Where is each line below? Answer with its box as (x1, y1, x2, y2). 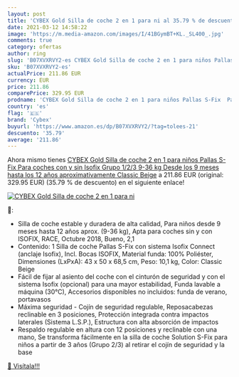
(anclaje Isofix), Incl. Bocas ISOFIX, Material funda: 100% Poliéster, (17, 250, 213, 258)
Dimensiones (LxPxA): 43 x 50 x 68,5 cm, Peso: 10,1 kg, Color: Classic (17, 257, 223, 266)
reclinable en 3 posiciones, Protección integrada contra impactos (17, 310, 209, 319)
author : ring (7, 51, 46, 58)
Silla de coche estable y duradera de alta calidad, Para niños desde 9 (17, 220, 221, 228)
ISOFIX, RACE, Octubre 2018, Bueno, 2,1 (17, 235, 135, 243)
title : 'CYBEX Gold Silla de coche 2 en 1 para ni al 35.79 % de (7, 17, 205, 24)
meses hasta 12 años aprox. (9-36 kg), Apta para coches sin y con (17, 227, 213, 235)
